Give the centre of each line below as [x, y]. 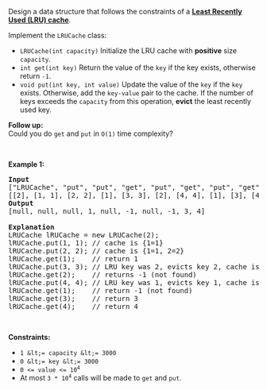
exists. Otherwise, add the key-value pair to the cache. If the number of [137, 93]
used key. [35, 110]
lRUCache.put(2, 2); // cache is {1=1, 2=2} [97, 251]
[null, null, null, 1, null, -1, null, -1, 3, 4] [107, 211]
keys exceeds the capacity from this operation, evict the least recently [135, 101]
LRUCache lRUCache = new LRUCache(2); [84, 235]
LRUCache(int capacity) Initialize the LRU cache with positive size [128, 50]
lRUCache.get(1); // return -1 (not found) [101, 290]
